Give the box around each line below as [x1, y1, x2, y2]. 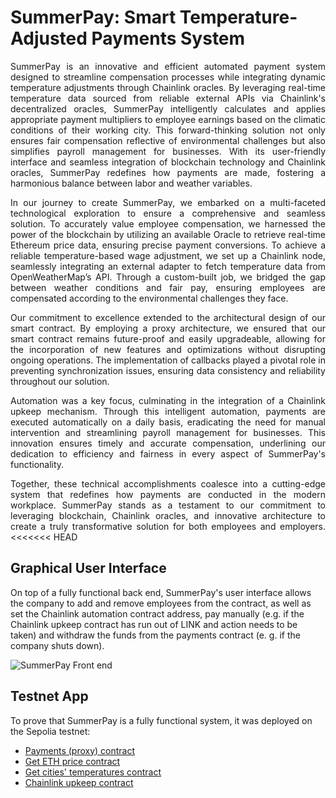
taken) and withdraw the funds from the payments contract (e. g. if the [10, 629, 301, 641]
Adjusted [10, 27, 88, 50]
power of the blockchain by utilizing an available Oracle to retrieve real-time [10, 228, 326, 240]
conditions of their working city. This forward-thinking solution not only [10, 124, 326, 136]
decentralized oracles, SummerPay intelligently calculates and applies [10, 102, 326, 115]
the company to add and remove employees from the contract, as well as [10, 597, 312, 609]
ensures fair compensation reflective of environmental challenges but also [10, 134, 326, 146]
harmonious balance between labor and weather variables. [10, 177, 253, 189]
